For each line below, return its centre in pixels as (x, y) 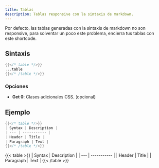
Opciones (17, 86)
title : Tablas (19, 9)
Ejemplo (18, 112)
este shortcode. (21, 38)
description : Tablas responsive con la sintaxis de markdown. (69, 14)
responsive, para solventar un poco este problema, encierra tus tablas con (80, 33)
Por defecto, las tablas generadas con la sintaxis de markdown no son (75, 28)
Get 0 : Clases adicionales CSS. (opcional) (54, 97)
